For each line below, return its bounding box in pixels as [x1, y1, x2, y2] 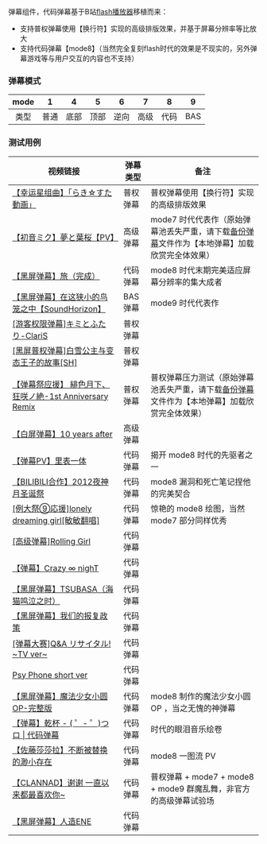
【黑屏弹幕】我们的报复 [12, 610, 101, 621]
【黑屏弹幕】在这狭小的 [12, 291, 101, 302]
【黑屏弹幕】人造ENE [12, 815, 92, 827]
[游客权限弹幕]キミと [12, 318, 91, 329]
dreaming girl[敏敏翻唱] [12, 515, 100, 526]
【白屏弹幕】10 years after [12, 428, 113, 439]
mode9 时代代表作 [150, 297, 219, 308]
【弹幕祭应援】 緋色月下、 [12, 378, 110, 389]
